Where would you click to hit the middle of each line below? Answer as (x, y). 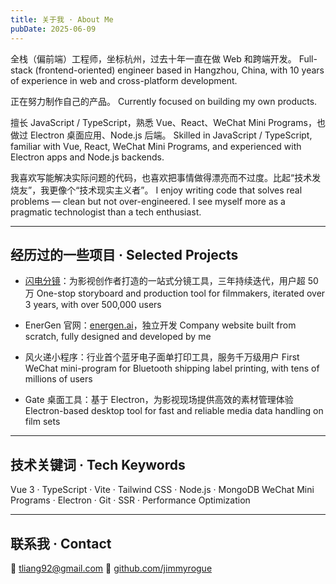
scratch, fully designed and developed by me (118, 337)
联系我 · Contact (61, 543)
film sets (42, 422)
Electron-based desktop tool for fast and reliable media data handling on (174, 411)
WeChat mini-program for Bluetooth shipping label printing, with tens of (172, 368)
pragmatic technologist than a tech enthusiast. (106, 212)
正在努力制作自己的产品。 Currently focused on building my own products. (164, 101)
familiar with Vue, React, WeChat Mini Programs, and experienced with (156, 146)
